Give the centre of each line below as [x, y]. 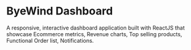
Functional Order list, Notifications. [50, 40]
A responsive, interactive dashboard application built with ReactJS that [95, 28]
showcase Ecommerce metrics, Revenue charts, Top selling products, [94, 34]
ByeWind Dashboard [60, 11]
